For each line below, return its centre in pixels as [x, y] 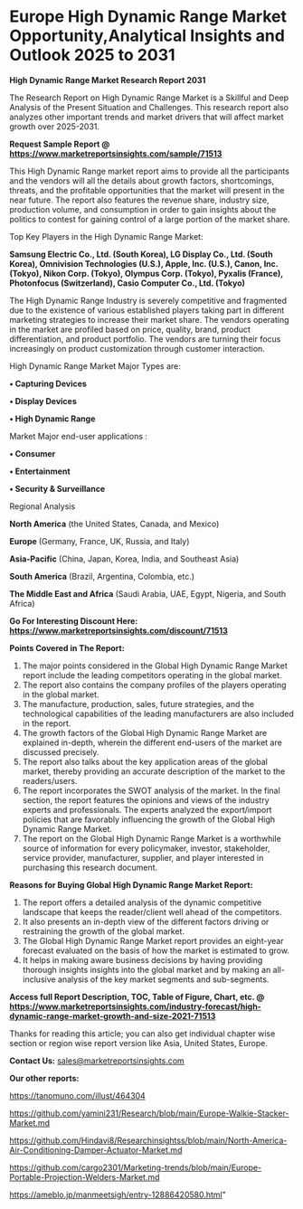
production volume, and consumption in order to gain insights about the [143, 209]
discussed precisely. [61, 751]
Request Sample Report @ [60, 144]
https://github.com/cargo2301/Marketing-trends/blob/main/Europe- [136, 1167]
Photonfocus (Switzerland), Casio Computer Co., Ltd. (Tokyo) [128, 283]
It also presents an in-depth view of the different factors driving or [146, 921]
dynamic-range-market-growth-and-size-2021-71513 [113, 1015]
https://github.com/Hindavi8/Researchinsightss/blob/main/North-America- [148, 1140]
